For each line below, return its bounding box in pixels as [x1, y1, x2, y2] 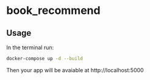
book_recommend [6, 4, 101, 18]
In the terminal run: [6, 44, 54, 51]
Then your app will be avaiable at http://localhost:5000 [6, 66, 145, 73]
